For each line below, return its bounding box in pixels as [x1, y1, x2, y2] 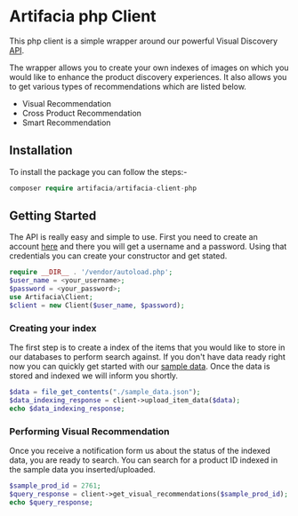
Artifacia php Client [9, 6, 157, 27]
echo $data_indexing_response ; [9, 404, 125, 413]
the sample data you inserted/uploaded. [9, 464, 156, 475]
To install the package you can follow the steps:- [9, 166, 188, 177]
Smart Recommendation [21, 117, 111, 128]
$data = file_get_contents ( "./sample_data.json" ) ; [9, 388, 201, 397]
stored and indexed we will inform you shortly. [9, 370, 179, 381]
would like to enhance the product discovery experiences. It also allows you [9, 71, 287, 82]
